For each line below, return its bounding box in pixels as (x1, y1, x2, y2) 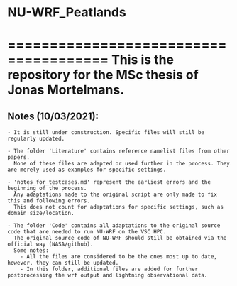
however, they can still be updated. (7, 260, 119, 267)
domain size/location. (7, 210, 75, 217)
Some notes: (13, 247, 50, 254)
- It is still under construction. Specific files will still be (7, 129, 204, 136)
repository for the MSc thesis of (7, 67, 199, 83)
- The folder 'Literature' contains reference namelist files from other (7, 148, 231, 155)
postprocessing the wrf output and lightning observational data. (7, 272, 208, 279)
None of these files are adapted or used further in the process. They (13, 160, 231, 167)
